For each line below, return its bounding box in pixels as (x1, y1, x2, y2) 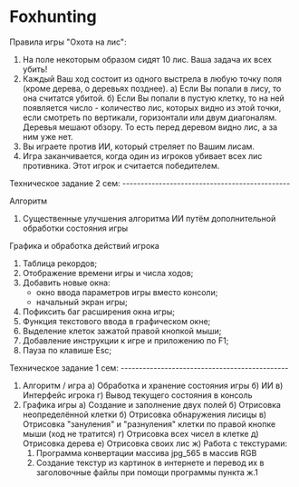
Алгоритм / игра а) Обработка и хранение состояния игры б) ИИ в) (22, 380, 284, 391)
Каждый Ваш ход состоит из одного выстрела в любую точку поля (22, 73, 283, 84)
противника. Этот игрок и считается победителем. (22, 160, 220, 171)
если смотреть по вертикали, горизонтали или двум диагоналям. (22, 112, 278, 123)
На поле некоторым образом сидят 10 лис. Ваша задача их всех (22, 54, 272, 65)
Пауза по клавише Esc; (22, 344, 112, 355)
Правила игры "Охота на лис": (9, 36, 127, 47)
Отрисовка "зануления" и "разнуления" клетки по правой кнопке (22, 418, 276, 429)
